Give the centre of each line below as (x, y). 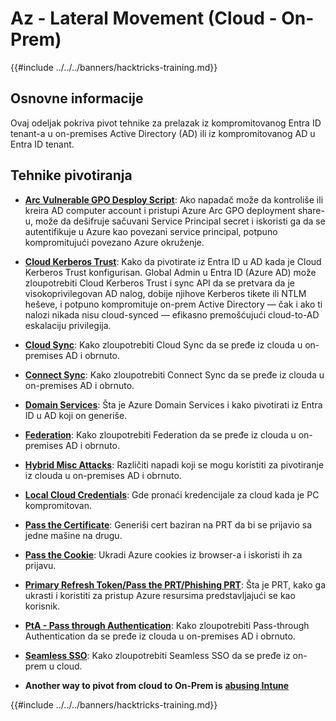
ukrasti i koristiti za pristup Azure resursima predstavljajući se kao (160, 595)
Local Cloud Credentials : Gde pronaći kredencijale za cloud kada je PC (172, 494)
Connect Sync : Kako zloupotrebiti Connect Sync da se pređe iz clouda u (174, 374)
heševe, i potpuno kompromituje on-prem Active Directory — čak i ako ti (173, 304)
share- (311, 210)
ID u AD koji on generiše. (76, 415)
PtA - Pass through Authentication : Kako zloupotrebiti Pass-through (167, 625)
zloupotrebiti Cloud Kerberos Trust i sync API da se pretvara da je (159, 283)
